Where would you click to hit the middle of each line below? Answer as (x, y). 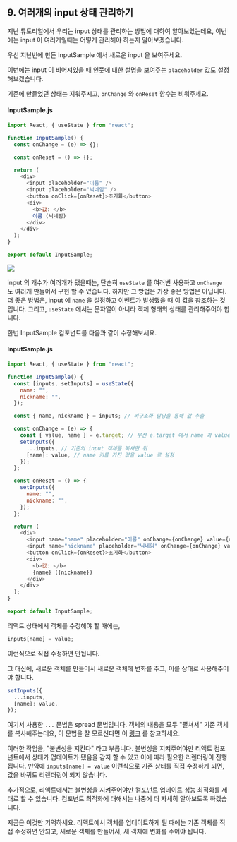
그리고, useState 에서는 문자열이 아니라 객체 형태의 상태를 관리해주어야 (125, 308)
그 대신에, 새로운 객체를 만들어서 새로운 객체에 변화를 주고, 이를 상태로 (103, 668)
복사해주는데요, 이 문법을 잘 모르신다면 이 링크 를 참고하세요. (97, 733)
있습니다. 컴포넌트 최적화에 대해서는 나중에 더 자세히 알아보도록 (122, 799)
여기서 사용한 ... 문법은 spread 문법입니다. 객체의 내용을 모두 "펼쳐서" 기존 (111, 725)
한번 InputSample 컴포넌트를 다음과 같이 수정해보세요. (82, 332)
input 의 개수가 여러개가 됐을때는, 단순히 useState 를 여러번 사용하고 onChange (115, 282)
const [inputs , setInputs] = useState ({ (74, 383)
